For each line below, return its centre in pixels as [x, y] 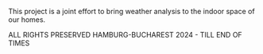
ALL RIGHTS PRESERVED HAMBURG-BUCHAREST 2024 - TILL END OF [125, 35]
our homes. [27, 20]
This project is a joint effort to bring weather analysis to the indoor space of [132, 11]
